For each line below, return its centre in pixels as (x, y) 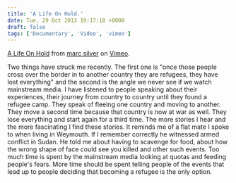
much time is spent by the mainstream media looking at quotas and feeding (117, 157)
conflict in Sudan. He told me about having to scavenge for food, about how (118, 142)
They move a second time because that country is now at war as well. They (117, 112)
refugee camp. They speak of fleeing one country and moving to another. (114, 105)
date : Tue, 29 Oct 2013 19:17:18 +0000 (66, 20)
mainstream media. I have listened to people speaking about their (102, 89)
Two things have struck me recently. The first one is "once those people (112, 67)
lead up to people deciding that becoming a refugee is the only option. (110, 172)
